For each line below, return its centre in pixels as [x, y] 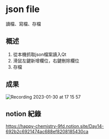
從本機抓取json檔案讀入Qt [40, 54]
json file [23, 9]
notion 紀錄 [24, 114]
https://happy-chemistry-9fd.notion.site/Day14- [55, 126]
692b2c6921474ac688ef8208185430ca [47, 131]
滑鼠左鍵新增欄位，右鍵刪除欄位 [46, 60]
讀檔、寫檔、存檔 [23, 24]
